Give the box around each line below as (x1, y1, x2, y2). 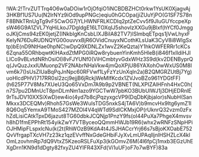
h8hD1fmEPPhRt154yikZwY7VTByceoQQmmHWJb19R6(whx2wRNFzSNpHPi (6, 119, 193, 125)
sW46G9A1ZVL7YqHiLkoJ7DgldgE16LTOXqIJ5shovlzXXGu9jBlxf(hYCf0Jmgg (6, 24, 193, 31)
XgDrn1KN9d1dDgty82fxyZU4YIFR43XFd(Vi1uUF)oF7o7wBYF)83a (6, 144, 168, 151)
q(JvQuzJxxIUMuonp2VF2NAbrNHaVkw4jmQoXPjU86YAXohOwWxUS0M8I (6, 62, 192, 69)
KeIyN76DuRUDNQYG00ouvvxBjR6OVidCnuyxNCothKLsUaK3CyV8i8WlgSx (6, 37, 192, 43)
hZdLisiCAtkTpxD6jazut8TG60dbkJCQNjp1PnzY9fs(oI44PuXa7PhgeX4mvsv (6, 112, 192, 120)
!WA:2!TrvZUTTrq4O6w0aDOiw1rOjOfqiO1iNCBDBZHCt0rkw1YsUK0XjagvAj (6, 5, 191, 12)
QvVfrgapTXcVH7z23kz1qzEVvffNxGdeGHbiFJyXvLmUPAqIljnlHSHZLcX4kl (6, 131, 191, 139)
